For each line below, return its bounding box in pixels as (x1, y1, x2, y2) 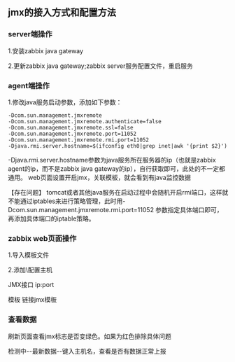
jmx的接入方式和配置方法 (8, 6, 117, 19)
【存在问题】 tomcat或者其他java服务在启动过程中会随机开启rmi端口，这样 (8, 188, 222, 196)
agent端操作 (8, 81, 50, 90)
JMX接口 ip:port (8, 281, 55, 289)
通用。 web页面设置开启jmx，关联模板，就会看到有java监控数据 (8, 173, 191, 181)
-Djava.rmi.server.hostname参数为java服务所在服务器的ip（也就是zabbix (8, 155, 216, 164)
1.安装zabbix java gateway (8, 46, 83, 55)
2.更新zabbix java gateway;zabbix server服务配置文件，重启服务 (8, 62, 193, 70)
